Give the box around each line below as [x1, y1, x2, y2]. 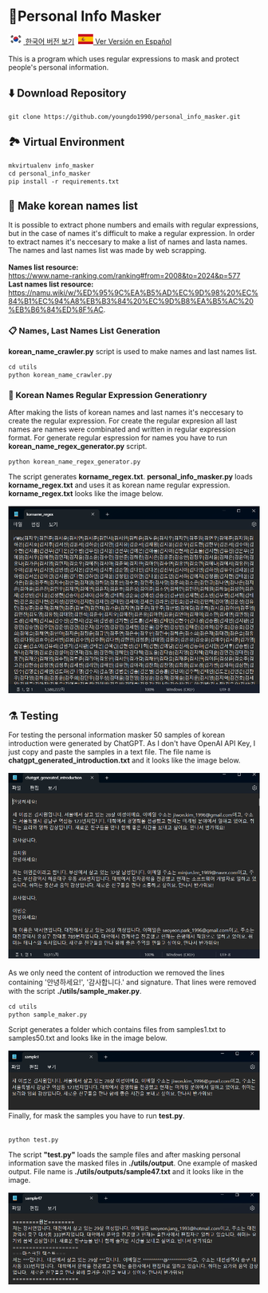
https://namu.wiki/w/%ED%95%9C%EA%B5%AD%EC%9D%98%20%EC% [8, 288, 259, 298]
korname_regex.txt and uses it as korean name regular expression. [8, 480, 231, 490]
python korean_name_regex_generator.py [8, 458, 141, 466]
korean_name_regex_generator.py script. [8, 441, 148, 451]
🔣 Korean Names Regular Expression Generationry [8, 389, 207, 400]
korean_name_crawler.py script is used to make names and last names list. [8, 346, 258, 356]
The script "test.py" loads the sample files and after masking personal [8, 1149, 241, 1159]
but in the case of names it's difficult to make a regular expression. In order [8, 229, 255, 238]
